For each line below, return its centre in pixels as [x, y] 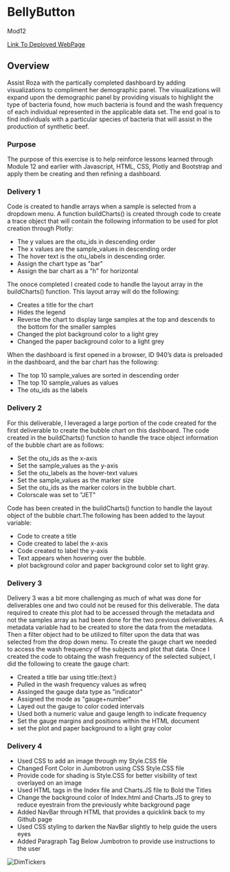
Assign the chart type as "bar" [60, 264]
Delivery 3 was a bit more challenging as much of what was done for [104, 598]
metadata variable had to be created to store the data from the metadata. [111, 627]
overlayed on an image [49, 783]
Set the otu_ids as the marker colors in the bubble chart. [96, 487]
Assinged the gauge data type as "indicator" [80, 691]
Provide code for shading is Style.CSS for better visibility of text [107, 776]
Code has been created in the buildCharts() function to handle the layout [110, 508]
